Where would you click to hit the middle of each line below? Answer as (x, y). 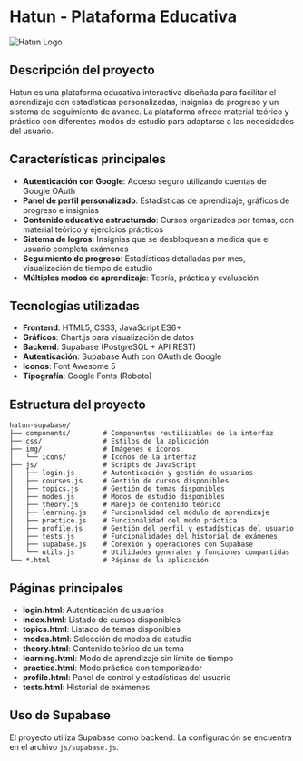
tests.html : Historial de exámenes (86, 687)
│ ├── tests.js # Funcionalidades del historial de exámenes (144, 537)
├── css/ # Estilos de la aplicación (109, 442)
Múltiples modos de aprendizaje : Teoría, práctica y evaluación (140, 278)
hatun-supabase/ (40, 425)
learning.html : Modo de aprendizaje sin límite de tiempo (128, 658)
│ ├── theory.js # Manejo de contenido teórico (115, 505)
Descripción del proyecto (83, 70)
